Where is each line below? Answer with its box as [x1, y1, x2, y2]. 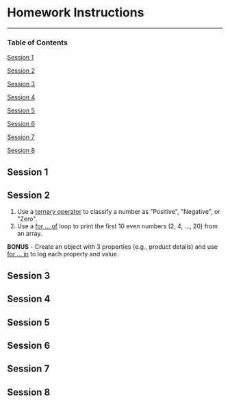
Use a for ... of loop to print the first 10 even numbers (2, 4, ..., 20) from [16, 222, 218, 230]
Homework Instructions [7, 5, 144, 21]
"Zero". [16, 215, 38, 223]
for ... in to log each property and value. [7, 250, 119, 258]
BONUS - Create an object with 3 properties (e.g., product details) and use [7, 243, 218, 251]
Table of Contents [7, 38, 68, 47]
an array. [16, 230, 42, 238]
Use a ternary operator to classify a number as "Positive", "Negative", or [16, 208, 220, 216]
